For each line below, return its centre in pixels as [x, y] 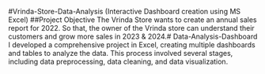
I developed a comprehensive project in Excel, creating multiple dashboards [132, 45]
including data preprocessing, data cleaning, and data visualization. [118, 61]
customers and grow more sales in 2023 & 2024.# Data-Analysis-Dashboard [133, 36]
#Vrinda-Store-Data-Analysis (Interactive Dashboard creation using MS [125, 11]
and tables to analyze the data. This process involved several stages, [121, 53]
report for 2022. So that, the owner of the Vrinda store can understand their [131, 28]
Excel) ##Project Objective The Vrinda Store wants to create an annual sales [132, 20]
